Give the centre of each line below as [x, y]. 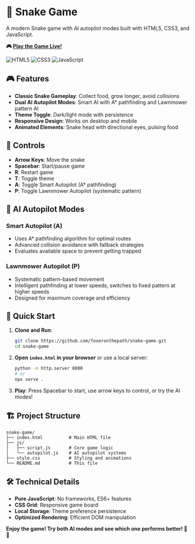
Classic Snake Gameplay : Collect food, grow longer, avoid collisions [97, 96]
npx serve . [29, 379]
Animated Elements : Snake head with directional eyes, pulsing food [96, 127]
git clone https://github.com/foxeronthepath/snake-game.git [90, 341]
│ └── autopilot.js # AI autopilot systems [66, 453]
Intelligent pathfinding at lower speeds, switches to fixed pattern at [95, 285]
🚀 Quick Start [31, 316]
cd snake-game [32, 346]
